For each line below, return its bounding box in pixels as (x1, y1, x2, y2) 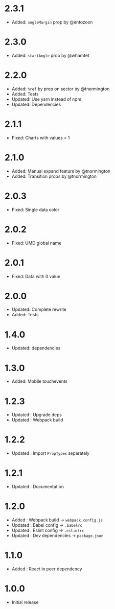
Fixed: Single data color (11, 207, 60, 212)
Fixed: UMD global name (11, 240, 62, 246)
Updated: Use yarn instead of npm (11, 96, 82, 102)
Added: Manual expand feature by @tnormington (11, 168, 111, 174)
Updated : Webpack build (11, 417, 63, 423)
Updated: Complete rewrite (11, 306, 67, 312)
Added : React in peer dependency (11, 566, 82, 572)
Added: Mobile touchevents (11, 378, 68, 384)
